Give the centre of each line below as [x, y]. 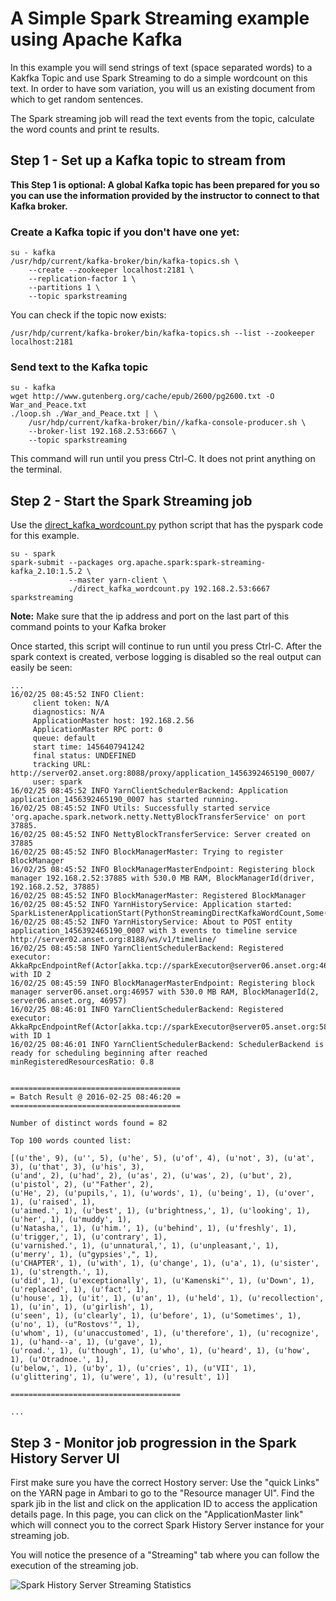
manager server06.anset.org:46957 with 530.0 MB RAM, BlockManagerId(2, [165, 992]
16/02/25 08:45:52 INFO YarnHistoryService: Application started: [151, 905]
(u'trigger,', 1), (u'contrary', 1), [89, 1237]
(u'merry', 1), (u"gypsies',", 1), [84, 1255]
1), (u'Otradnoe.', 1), [60, 1360]
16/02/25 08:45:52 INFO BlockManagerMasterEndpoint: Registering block [162, 870]
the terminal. [36, 469]
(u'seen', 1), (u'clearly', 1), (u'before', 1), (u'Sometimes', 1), [156, 1316]
